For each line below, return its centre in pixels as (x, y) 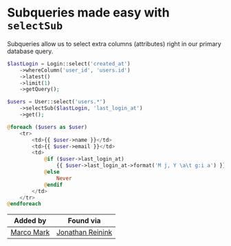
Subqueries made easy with (88, 13)
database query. (30, 51)
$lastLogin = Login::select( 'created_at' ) (69, 63)
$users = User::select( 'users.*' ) (57, 102)
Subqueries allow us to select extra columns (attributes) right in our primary (114, 43)
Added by (30, 221)
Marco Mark (30, 232)
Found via (84, 221)
